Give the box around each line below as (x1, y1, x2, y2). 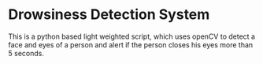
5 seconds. (8, 48, 45, 58)
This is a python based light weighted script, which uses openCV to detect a (8, 32, 256, 41)
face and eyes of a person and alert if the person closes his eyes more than (8, 40, 254, 49)
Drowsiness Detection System (8, 6, 210, 24)
